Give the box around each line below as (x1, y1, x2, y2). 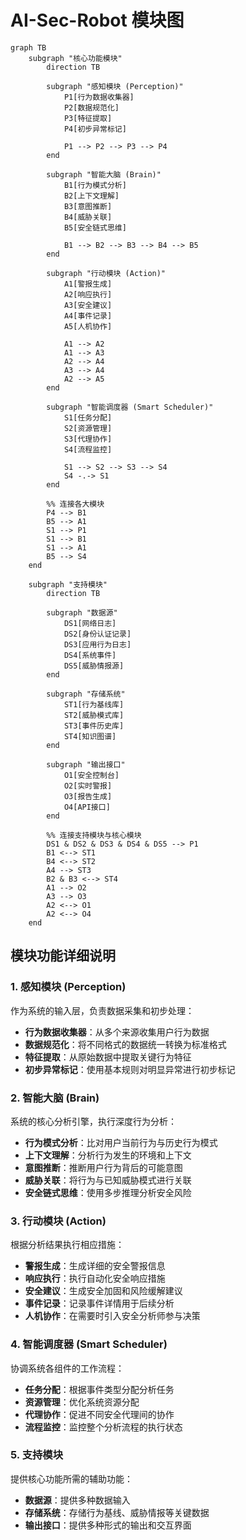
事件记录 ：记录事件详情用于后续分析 (24, 1297, 175, 1310)
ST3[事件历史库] (63, 721, 125, 731)
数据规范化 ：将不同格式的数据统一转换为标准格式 (24, 1038, 227, 1050)
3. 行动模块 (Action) (10, 1214, 107, 1228)
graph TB (10, 42, 47, 53)
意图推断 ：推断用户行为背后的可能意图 (24, 1161, 183, 1173)
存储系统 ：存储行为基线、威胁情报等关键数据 (24, 1506, 210, 1518)
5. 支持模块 (10, 1448, 64, 1462)
